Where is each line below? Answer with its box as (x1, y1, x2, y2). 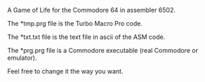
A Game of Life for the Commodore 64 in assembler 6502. (7, 6, 176, 14)
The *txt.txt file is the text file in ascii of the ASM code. (7, 33, 166, 41)
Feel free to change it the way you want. (7, 67, 124, 75)
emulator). (7, 54, 37, 62)
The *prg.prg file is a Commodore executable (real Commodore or (7, 47, 199, 54)
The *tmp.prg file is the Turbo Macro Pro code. (7, 19, 143, 27)
